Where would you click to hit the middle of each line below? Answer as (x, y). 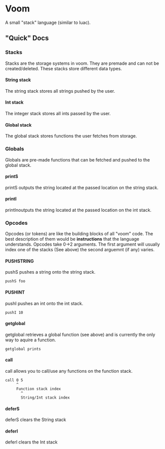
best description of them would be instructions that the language (72, 239)
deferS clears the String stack (36, 420)
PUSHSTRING (19, 261)
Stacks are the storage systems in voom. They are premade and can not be (82, 63)
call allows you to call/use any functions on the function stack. (69, 371)
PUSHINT (15, 293)
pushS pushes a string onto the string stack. (50, 272)
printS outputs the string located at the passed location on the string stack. (82, 187)
